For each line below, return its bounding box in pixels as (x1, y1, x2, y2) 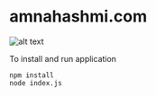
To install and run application (9, 53, 117, 64)
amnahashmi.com (9, 6, 147, 27)
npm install (9, 70, 54, 80)
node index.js (9, 78, 63, 87)
